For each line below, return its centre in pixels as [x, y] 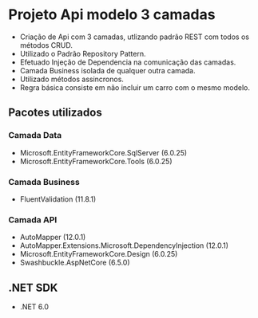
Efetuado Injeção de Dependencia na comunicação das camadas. [128, 62]
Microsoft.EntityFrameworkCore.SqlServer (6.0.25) [103, 152]
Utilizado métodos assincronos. [71, 79]
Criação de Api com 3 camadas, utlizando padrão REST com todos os [135, 37]
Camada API [33, 219]
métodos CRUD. [46, 45]
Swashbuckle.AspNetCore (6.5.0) [75, 263]
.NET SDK [33, 287]
